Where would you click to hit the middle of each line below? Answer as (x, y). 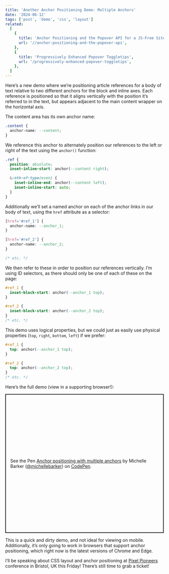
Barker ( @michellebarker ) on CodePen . (51, 466)
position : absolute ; (31, 164)
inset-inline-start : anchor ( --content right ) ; (59, 169)
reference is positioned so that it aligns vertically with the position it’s (77, 96)
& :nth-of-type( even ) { (33, 178)
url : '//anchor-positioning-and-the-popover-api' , (73, 43)
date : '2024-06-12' (26, 15)
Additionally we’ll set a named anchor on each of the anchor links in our (79, 206)
